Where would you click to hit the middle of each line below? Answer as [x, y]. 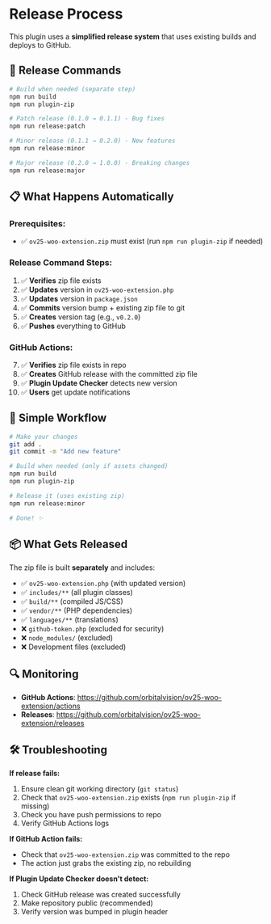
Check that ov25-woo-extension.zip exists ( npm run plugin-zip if [128, 798]
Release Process [66, 14]
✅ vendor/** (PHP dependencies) [77, 610]
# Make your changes [44, 437]
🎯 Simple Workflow [58, 418]
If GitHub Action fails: [46, 839]
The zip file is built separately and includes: [82, 567]
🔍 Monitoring [44, 674]
